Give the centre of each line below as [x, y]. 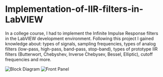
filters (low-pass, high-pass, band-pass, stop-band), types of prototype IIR [81, 49]
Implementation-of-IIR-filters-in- [74, 9]
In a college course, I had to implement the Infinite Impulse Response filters [82, 33]
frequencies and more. [28, 59]
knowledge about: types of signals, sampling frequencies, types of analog [81, 43]
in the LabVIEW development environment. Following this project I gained [80, 38]
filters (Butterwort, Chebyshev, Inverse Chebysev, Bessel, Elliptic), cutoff [79, 54]
